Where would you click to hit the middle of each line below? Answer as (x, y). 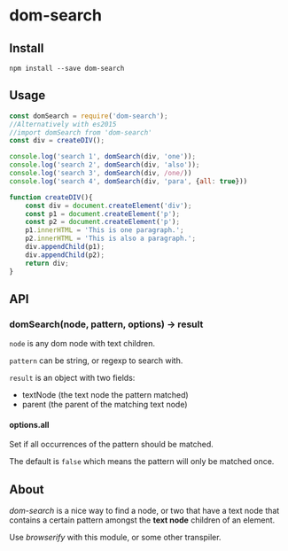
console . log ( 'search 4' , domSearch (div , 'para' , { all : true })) (128, 181)
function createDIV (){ (51, 197)
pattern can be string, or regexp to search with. (96, 361)
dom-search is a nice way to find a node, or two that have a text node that (144, 511)
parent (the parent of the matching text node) (105, 405)
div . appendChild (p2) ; (65, 255)
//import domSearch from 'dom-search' (81, 132)
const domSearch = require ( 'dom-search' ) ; (89, 116)
